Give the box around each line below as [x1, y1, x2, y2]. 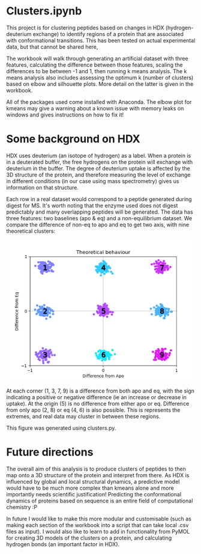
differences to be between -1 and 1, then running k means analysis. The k [6, 67, 187, 74]
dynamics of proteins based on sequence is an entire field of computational [6, 497, 193, 504]
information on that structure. [6, 184, 79, 191]
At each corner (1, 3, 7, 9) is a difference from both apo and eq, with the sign [6, 387, 195, 394]
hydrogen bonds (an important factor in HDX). [6, 540, 120, 547]
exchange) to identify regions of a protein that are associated [32, 30, 184, 37]
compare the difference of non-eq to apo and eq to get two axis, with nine [6, 221, 190, 228]
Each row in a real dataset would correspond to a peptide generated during [6, 195, 192, 202]
